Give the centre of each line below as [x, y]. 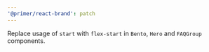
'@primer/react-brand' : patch [52, 14]
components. [26, 41]
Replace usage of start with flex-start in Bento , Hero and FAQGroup [104, 33]
